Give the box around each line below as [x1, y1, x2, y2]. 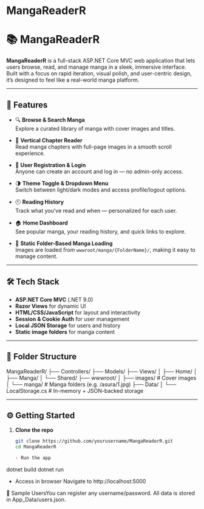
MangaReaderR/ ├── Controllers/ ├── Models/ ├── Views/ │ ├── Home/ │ [6, 367, 197, 375]
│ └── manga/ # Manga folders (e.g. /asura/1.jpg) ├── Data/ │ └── [6, 381, 177, 388]
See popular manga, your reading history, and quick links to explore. [15, 227, 186, 235]
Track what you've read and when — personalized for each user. [15, 207, 177, 214]
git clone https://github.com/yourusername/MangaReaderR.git [15, 438, 174, 445]
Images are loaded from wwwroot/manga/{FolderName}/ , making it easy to [15, 246, 195, 253]
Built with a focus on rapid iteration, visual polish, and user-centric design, [6, 70, 192, 77]
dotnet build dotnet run [6, 466, 64, 473]
